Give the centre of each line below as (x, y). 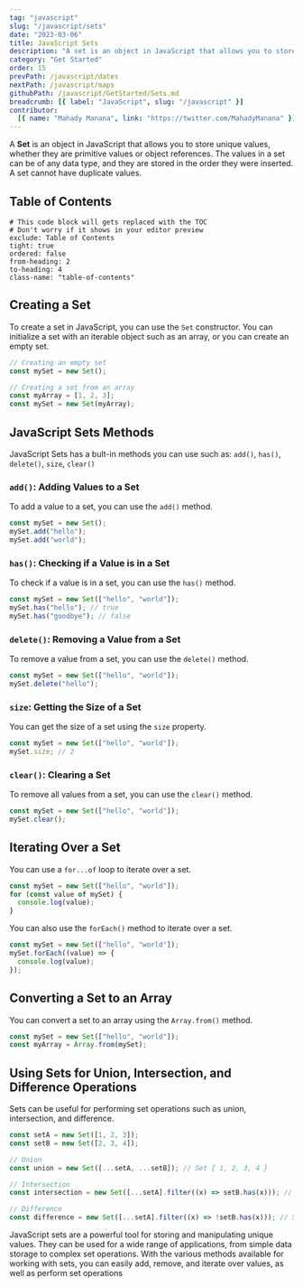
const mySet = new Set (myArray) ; (72, 404)
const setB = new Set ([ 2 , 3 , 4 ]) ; (74, 1143)
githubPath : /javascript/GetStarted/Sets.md (94, 93)
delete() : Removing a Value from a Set (95, 639)
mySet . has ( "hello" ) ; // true (64, 608)
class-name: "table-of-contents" (72, 277)
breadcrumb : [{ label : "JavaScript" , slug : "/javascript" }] (127, 102)
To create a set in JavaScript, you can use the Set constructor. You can (141, 327)
